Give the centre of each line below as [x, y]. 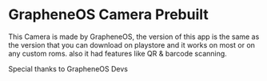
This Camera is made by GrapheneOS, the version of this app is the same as [134, 37]
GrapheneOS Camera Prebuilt [109, 15]
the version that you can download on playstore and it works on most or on [132, 44]
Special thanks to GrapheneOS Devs [68, 68]
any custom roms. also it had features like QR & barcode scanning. [118, 53]
